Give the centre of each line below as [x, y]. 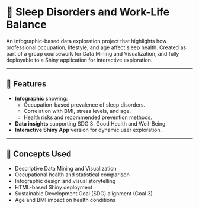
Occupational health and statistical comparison [72, 175]
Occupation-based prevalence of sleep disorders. [84, 104]
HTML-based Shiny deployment [54, 187]
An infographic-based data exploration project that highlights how [86, 41]
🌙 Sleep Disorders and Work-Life [88, 12]
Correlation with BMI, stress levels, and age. [77, 111]
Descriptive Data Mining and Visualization [65, 168]
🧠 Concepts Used [39, 154]
